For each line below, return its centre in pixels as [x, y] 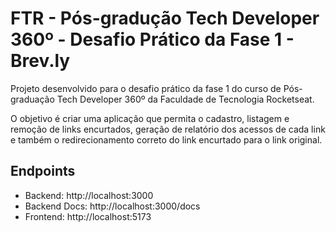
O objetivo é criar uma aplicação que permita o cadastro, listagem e [150, 118]
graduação [32, 99]
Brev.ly [40, 61]
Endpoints [43, 171]
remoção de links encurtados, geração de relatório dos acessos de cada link [168, 129]
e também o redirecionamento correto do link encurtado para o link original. [166, 139]
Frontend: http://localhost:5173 [88, 216]
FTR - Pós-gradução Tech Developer [165, 18]
